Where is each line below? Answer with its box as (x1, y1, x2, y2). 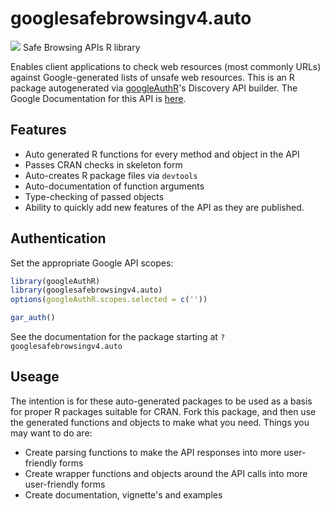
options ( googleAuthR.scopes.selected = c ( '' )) (10, 295, 208, 305)
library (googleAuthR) (10, 276, 101, 286)
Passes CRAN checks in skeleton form (24, 158, 183, 171)
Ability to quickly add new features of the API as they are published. (24, 201, 305, 213)
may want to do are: (10, 427, 93, 439)
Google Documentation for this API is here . (10, 92, 187, 104)
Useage (10, 368, 60, 386)
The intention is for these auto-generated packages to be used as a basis (10, 395, 313, 407)
